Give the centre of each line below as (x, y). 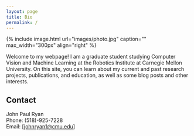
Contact (21, 100)
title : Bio (19, 17)
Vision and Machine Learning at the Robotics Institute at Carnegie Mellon (94, 63)
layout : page (22, 11)
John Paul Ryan (25, 114)
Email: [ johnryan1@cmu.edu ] (40, 127)
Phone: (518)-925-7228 (35, 120)
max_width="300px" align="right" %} (51, 45)
